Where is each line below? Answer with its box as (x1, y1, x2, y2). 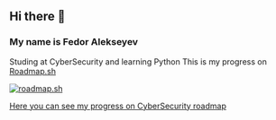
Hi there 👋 (9, 9, 66, 24)
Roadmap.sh (9, 65, 57, 76)
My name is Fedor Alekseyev (9, 36, 138, 48)
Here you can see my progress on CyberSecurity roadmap (9, 100, 227, 111)
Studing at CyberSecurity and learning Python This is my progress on (9, 56, 268, 67)
